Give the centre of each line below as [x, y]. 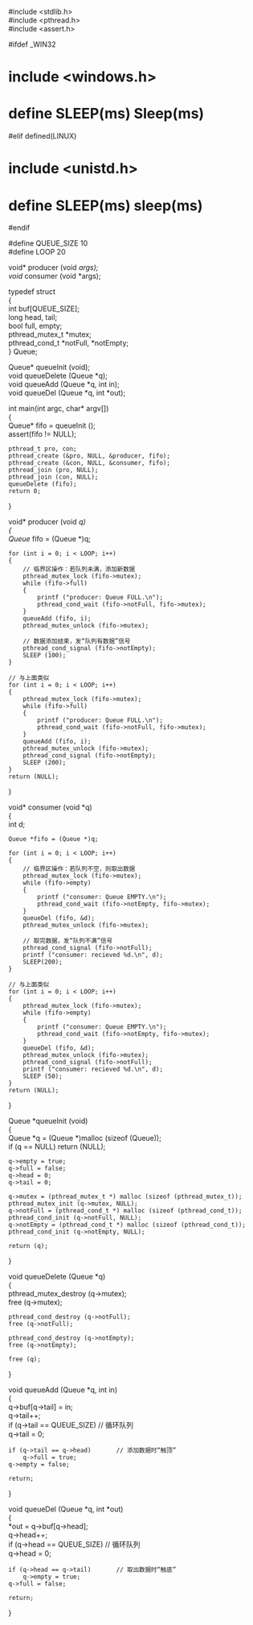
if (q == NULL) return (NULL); [57, 1146]
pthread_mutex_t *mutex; [50, 334]
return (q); [28, 1246]
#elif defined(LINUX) [43, 136]
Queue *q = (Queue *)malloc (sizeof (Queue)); [85, 1138]
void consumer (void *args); [55, 276]
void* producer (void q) [47, 522]
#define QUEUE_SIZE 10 [48, 243]
